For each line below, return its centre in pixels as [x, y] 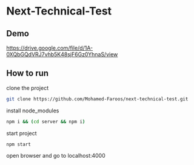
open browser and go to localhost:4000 [56, 156]
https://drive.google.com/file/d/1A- [50, 48]
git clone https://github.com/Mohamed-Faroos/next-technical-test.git [97, 99]
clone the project [28, 88]
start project [22, 133]
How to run [28, 73]
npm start [19, 144]
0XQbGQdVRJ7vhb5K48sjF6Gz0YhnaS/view [62, 54]
